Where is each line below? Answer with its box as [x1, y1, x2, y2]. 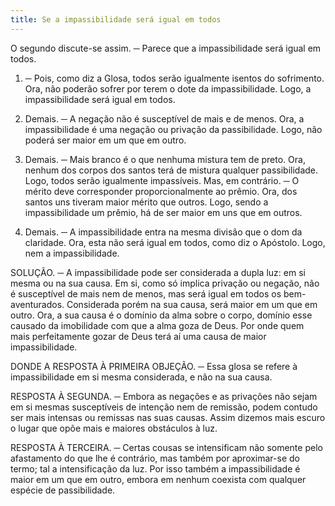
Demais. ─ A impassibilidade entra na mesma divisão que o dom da [24, 226, 303, 238]
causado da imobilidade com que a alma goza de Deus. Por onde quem [10, 319, 305, 331]
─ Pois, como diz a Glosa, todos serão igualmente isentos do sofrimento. [24, 72, 325, 84]
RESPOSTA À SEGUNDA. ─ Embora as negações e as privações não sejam [10, 390, 318, 402]
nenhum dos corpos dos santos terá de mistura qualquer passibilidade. [24, 164, 319, 176]
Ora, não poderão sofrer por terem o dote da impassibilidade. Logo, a [24, 82, 312, 95]
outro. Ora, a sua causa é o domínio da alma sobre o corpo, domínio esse [10, 309, 313, 321]
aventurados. [10, 298, 65, 310]
